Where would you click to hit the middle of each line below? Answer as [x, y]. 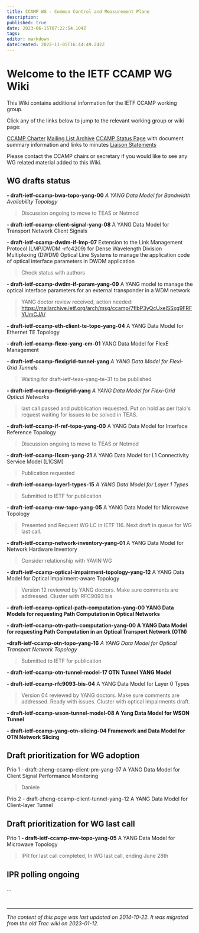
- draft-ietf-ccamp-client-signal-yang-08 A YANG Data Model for [88, 224]
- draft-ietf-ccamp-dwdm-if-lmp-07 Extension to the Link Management [95, 242]
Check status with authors [53, 272]
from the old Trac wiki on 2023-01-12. [53, 924]
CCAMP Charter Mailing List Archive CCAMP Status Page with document [95, 138]
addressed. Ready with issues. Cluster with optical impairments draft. [106, 701]
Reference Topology [32, 432]
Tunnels [28, 367]
